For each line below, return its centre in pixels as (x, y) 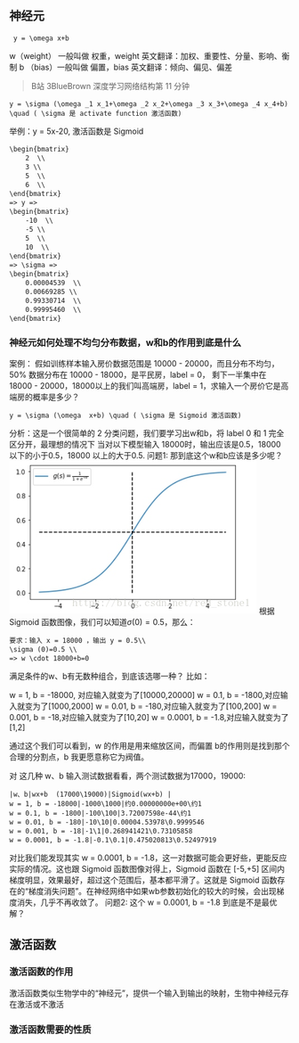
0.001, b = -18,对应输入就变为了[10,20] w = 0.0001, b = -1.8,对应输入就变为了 (149, 718)
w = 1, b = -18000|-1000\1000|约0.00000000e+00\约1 (105, 804)
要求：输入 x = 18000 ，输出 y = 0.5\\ (78, 641)
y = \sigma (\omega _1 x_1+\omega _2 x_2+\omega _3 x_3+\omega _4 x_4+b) (149, 104)
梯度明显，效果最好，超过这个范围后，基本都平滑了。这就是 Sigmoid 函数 (143, 880)
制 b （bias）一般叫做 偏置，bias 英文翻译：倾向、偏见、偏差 (121, 67)
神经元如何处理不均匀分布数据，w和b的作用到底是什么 (125, 342)
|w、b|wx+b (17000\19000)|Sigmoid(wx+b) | (90, 795)
